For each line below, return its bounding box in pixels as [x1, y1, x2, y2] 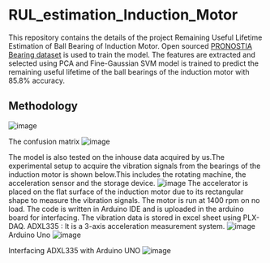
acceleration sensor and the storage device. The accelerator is [8, 178, 249, 188]
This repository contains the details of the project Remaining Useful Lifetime [8, 32, 263, 42]
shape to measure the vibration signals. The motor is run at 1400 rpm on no [8, 195, 260, 205]
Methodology [8, 99, 79, 113]
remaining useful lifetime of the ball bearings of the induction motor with [8, 67, 250, 76]
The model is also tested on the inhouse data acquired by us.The [8, 152, 225, 162]
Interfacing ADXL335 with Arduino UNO [8, 245, 141, 255]
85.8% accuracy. [8, 75, 65, 85]
